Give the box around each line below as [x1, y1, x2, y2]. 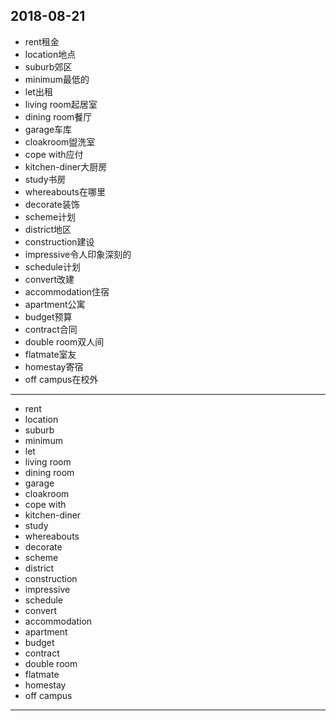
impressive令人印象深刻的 [24, 248, 132, 260]
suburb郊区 [24, 60, 73, 73]
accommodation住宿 [24, 285, 110, 298]
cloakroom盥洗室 [24, 135, 96, 148]
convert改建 [24, 273, 75, 285]
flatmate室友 [24, 348, 77, 360]
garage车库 [24, 123, 73, 135]
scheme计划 [24, 210, 77, 223]
